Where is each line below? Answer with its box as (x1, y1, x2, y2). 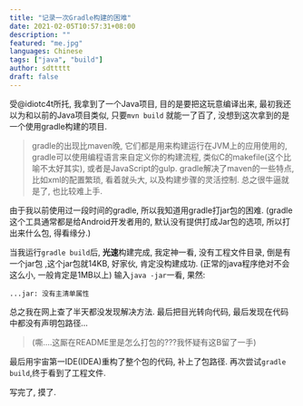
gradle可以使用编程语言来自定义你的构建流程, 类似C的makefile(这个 (31, 151, 284, 162)
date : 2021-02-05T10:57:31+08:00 (9, 22, 136, 31)
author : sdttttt (9, 64, 71, 73)
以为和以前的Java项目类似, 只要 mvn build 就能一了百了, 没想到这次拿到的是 (9, 110, 290, 121)
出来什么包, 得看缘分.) (9, 227, 92, 238)
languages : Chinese (9, 47, 83, 56)
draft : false (9, 72, 59, 82)
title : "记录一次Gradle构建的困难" (9, 13, 132, 23)
